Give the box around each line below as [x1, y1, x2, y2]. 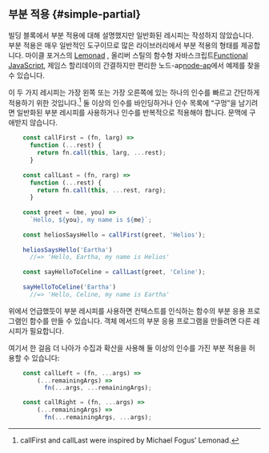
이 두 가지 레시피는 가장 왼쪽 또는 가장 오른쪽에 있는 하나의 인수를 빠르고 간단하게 [8, 87, 260, 97]
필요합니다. [29, 326, 65, 335]
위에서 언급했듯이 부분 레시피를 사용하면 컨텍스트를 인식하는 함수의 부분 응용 [8, 305, 246, 315]
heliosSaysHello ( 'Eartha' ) [22, 245, 113, 254]
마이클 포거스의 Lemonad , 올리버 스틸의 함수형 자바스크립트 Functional [25, 51, 248, 60]
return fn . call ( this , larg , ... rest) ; [37, 149, 167, 157]
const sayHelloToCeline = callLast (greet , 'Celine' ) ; [22, 268, 206, 277]
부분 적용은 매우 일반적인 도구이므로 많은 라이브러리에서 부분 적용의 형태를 [8, 40, 239, 50]
